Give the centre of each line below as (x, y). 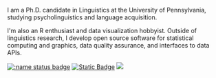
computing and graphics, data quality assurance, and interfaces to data (108, 45)
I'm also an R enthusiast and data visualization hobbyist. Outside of (102, 31)
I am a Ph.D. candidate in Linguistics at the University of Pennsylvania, (107, 10)
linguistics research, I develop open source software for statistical (100, 38)
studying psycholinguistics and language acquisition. (82, 17)
